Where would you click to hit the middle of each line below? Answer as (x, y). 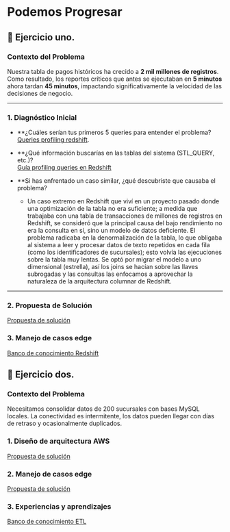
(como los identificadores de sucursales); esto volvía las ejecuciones (125, 252)
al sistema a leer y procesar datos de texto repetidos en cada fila (118, 245)
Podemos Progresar (65, 12)
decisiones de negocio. (40, 93)
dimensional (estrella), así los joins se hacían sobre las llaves (113, 267)
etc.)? (25, 160)
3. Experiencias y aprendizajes (59, 506)
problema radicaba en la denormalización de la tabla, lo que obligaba (125, 238)
